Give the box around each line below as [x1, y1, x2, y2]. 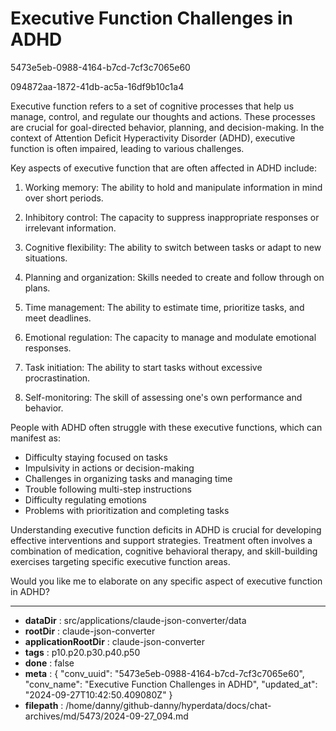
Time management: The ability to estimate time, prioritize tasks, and [24, 301, 305, 313]
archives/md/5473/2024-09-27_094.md [24, 710, 189, 722]
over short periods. [24, 192, 104, 204]
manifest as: [10, 432, 61, 444]
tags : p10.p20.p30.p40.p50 [24, 646, 141, 658]
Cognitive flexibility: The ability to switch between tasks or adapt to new [24, 241, 322, 253]
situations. [24, 252, 68, 264]
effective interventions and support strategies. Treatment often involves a [10, 534, 313, 546]
